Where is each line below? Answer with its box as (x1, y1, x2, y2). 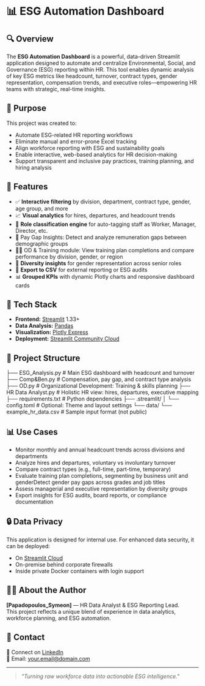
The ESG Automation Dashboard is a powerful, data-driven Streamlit (6, 53, 180, 60)
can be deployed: (6, 542, 51, 549)
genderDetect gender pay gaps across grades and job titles (15, 478, 166, 486)
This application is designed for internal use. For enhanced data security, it (6, 536, 194, 543)
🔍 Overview (6, 34, 54, 44)
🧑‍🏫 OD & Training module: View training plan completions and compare (15, 246, 194, 254)
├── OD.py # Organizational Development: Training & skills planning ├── (6, 382, 191, 390)
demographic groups (15, 239, 68, 247)
